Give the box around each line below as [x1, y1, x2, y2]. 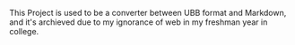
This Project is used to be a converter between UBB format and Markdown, [9, 8, 287, 18]
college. [9, 26, 39, 36]
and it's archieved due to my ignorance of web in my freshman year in [9, 17, 268, 27]
